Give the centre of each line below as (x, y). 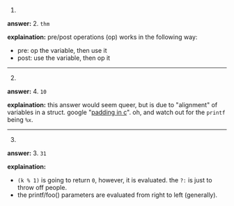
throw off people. (42, 188)
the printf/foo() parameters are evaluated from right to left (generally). (117, 195)
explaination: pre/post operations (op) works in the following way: (102, 37)
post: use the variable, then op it (63, 58)
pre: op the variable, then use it (62, 50)
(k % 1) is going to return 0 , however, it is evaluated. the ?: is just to (115, 180)
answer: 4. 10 (27, 91)
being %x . (20, 120)
